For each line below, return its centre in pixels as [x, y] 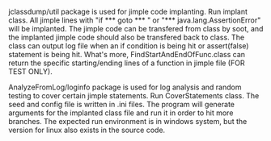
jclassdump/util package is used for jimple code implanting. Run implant [128, 12]
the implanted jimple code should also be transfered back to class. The [127, 37]
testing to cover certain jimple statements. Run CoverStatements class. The [134, 95]
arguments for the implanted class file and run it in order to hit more [121, 113]
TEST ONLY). [30, 71]
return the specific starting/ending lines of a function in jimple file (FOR [127, 63]
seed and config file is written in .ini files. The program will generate [121, 104]
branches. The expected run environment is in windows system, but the [128, 121]
